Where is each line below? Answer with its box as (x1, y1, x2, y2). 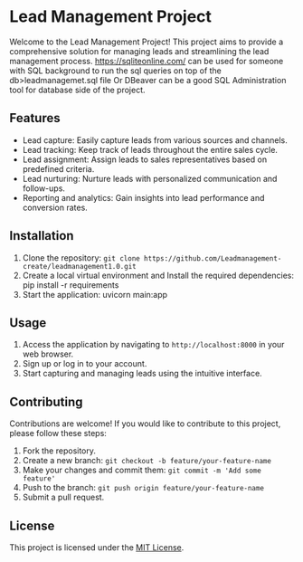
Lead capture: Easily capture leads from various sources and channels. (22, 134, 288, 146)
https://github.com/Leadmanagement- (143, 253, 282, 263)
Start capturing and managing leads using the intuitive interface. (22, 368, 262, 379)
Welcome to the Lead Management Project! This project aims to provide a (9, 36, 284, 47)
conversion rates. (22, 202, 88, 213)
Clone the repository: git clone (22, 252, 140, 263)
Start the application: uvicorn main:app (22, 289, 168, 300)
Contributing (9, 394, 83, 409)
